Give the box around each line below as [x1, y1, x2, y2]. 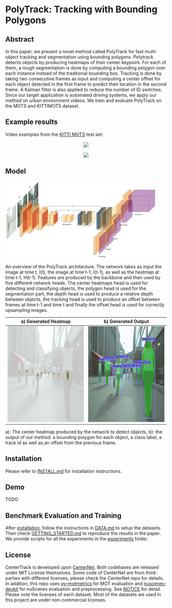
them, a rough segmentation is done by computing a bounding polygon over [5, 65, 166, 71]
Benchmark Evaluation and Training [5, 511, 122, 520]
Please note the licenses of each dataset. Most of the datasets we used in [5, 592, 161, 598]
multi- [144, 49, 158, 54]
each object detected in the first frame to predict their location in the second [5, 81, 167, 87]
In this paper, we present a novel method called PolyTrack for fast [5, 49, 144, 54]
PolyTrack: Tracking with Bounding [5, 4, 158, 15]
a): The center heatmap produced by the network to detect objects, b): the [5, 429, 163, 435]
